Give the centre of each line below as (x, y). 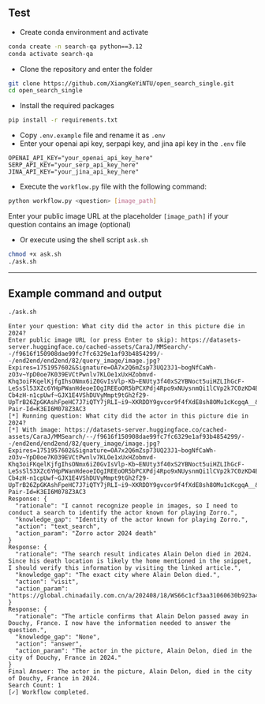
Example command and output (85, 294)
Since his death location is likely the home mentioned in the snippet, (130, 561)
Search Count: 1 (35, 685)
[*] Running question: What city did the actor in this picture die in (128, 416)
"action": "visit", (47, 582)
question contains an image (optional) (70, 225)
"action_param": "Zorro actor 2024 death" (86, 533)
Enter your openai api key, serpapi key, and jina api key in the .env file (133, 144)
